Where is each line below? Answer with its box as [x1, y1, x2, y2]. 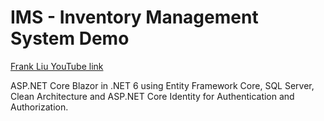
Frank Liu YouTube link [10, 60, 104, 72]
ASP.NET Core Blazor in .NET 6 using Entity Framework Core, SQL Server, [10, 79, 315, 91]
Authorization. [10, 101, 69, 113]
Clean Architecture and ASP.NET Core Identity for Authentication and [10, 90, 295, 102]
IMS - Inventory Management [10, 6, 259, 29]
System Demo [10, 27, 130, 50]
